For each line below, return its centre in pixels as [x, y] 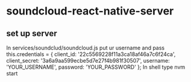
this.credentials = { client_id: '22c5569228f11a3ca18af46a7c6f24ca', [91, 54]
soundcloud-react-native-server [90, 11]
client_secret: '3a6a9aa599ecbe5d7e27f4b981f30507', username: [88, 61]
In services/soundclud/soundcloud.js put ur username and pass [86, 48]
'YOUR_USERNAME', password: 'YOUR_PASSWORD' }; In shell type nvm [96, 67]
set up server [32, 33]
